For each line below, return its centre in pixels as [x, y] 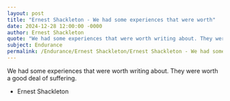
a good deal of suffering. [42, 78]
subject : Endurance [35, 45]
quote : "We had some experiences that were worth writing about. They [110, 39]
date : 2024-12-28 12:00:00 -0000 [55, 26]
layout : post [26, 13]
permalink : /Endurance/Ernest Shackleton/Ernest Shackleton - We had [108, 52]
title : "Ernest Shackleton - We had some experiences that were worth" [111, 20]
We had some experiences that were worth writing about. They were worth [113, 71]
